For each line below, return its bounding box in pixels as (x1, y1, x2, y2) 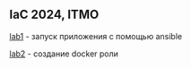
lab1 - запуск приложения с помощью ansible (9, 30, 182, 41)
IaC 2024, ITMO (9, 7, 100, 22)
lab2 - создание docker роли (9, 48, 119, 59)
